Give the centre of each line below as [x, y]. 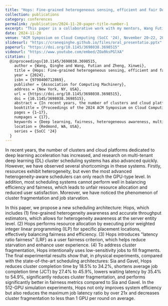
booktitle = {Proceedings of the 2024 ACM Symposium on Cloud [80, 108]
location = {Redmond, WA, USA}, [48, 126]
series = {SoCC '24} [35, 131]
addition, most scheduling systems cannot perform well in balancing [75, 182]
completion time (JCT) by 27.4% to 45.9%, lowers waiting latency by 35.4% [83, 272]
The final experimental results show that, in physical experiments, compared [84, 256]
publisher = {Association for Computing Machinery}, [70, 84]
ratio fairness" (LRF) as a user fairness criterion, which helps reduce [75, 240]
